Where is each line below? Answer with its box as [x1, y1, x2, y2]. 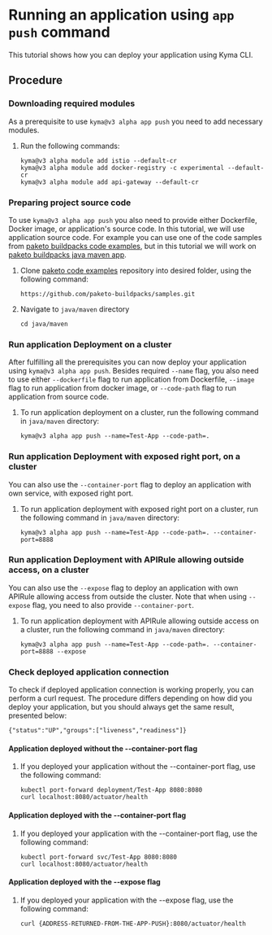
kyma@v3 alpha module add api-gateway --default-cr [19, 177, 199, 186]
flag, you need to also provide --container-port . [32, 600, 195, 609]
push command [8, 23, 111, 42]
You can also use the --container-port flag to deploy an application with [8, 479, 252, 489]
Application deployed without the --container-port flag [8, 743, 198, 754]
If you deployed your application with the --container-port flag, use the [19, 828, 258, 838]
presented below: [8, 710, 67, 721]
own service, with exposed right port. [8, 488, 134, 498]
